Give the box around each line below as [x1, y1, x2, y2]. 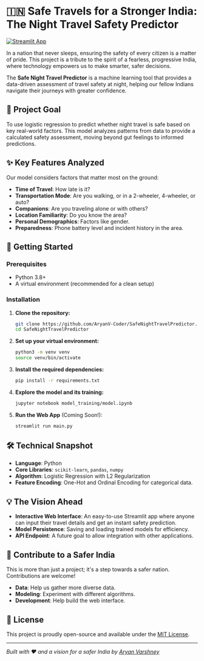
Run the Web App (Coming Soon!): [15, 411, 103, 418]
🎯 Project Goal [6, 104, 61, 115]
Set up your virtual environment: [15, 337, 99, 345]
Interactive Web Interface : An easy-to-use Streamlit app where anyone [15, 513, 195, 520]
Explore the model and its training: [15, 388, 104, 396]
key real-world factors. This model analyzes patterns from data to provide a [6, 127, 195, 134]
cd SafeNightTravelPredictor [15, 327, 89, 333]
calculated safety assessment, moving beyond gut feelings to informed [6, 134, 184, 141]
